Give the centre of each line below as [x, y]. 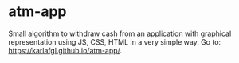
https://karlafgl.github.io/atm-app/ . [65, 50]
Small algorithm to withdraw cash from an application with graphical [120, 33]
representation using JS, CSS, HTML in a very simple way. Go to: [115, 41]
